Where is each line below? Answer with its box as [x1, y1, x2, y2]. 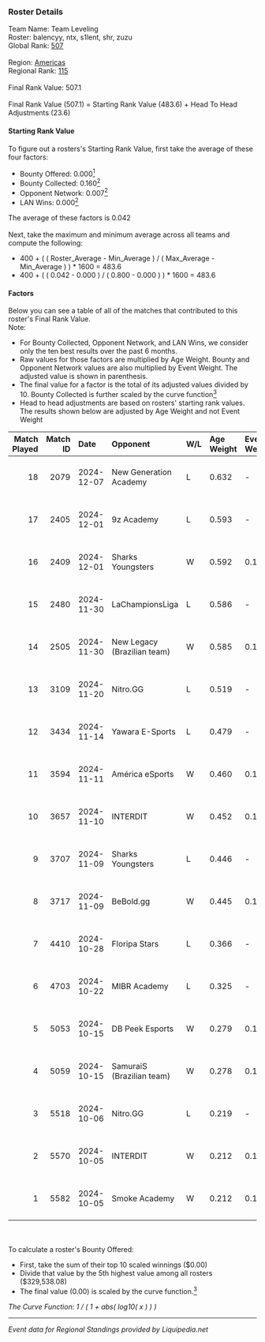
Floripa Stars [111, 938, 159, 949]
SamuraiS [111, 1060, 147, 1071]
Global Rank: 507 [8, 41, 64, 51]
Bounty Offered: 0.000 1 [19, 167, 95, 178]
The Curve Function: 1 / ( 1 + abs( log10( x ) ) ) [8, 1302, 157, 1311]
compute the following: [8, 238, 83, 248]
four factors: [8, 152, 49, 162]
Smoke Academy [111, 1193, 175, 1204]
